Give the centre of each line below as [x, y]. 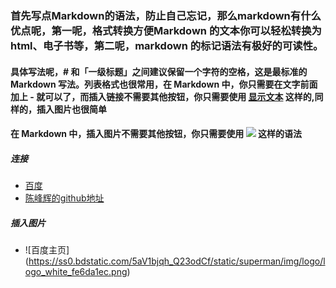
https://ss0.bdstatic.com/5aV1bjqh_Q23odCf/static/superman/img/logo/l [177, 261]
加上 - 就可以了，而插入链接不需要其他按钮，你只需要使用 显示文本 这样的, [162, 96]
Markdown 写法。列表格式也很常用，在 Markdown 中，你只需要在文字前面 [164, 84]
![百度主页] [47, 250]
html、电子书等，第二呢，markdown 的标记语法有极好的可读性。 [167, 45]
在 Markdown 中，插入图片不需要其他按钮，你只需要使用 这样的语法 [156, 134]
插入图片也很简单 [71, 109]
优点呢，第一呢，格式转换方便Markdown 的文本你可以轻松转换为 [166, 30]
